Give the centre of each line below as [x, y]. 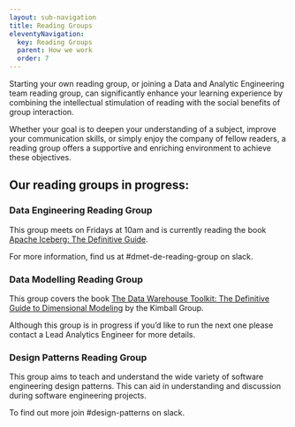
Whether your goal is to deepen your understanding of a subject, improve [143, 129]
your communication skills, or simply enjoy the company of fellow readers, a [147, 139]
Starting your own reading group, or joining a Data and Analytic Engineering [147, 84]
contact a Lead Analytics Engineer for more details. [102, 334]
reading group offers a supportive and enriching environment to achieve [140, 148]
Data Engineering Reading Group [81, 211]
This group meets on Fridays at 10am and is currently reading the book [138, 229]
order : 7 [33, 58]
